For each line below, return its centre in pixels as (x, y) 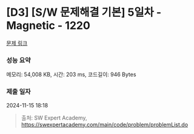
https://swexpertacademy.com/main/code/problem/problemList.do (105, 124)
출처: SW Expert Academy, (54, 118)
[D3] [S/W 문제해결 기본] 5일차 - (84, 12)
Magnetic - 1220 (48, 26)
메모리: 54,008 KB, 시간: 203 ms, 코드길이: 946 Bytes (71, 75)
